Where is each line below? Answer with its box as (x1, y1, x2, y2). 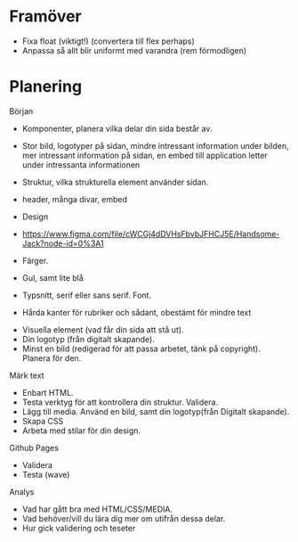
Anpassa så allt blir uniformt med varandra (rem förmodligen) (21, 45, 247, 55)
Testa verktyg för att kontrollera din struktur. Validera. (21, 397, 219, 407)
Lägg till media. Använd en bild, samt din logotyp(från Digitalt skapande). (21, 406, 290, 416)
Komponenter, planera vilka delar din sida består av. (21, 123, 213, 134)
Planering (9, 77, 83, 97)
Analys (9, 486, 35, 497)
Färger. (21, 255, 49, 266)
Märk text (9, 370, 44, 381)
